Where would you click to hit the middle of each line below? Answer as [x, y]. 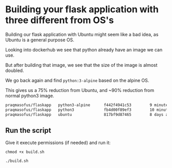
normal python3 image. [30, 95]
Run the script [28, 130]
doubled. [15, 70]
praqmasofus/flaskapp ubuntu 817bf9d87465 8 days [84, 114]
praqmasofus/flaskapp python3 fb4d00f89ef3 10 [80, 110]
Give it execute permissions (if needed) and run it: [58, 143]
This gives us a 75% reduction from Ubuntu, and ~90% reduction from [80, 90]
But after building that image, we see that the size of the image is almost [81, 65]
